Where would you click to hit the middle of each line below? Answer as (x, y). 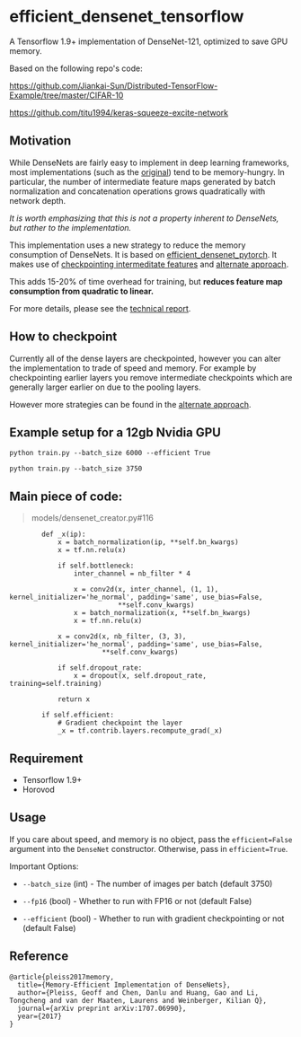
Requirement (46, 758)
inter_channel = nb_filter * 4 (132, 574)
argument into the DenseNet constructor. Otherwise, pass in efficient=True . (149, 848)
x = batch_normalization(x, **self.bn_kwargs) (162, 613)
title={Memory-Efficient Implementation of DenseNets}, (124, 985)
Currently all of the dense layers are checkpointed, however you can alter (145, 358)
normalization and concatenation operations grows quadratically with (137, 191)
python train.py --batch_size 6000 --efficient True (110, 453)
